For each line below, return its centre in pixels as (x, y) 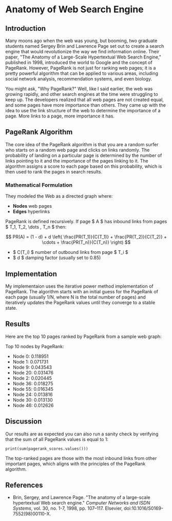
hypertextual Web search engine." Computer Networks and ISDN (81, 503)
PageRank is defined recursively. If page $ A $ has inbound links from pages (86, 222)
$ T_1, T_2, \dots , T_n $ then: (36, 227)
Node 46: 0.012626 (33, 405)
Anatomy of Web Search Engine (74, 9)
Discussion (24, 422)
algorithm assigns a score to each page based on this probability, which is (84, 166)
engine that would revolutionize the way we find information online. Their (82, 52)
